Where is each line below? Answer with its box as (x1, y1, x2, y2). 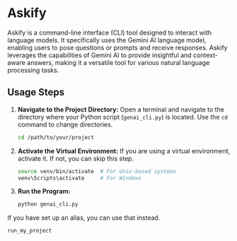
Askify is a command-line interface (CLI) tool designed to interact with (7, 28, 212, 37)
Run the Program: (17, 187, 71, 196)
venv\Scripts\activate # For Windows (17, 175, 142, 182)
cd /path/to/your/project (17, 134, 94, 141)
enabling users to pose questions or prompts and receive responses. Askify (7, 43, 228, 52)
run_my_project (7, 228, 52, 235)
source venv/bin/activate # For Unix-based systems (17, 167, 177, 175)
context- (193, 51, 218, 59)
